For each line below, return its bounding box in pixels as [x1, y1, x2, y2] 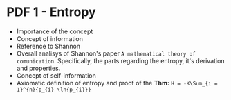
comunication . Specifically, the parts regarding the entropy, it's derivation [16, 56, 225, 65]
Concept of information [16, 34, 84, 42]
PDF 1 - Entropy [6, 4, 96, 20]
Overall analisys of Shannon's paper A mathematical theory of [16, 49, 196, 58]
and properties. [16, 64, 61, 72]
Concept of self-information [16, 71, 96, 80]
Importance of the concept [16, 27, 93, 35]
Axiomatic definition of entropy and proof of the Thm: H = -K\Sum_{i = [16, 78, 218, 87]
